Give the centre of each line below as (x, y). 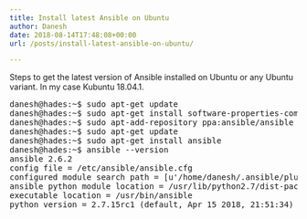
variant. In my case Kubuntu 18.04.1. (77, 87)
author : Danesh (38, 26)
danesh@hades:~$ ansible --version (89, 150)
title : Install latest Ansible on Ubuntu (90, 18)
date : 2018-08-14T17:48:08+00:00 (73, 35)
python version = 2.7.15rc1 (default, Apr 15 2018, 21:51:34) (152, 205)
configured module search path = (85, 177)
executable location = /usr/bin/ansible (101, 196)
